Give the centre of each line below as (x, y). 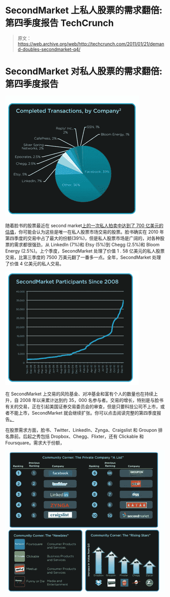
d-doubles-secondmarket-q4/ (49, 49)
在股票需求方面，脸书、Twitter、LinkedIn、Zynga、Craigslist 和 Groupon (81, 430)
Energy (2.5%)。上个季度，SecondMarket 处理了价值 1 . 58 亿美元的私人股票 (85, 251)
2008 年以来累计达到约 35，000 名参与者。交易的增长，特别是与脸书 (92, 400)
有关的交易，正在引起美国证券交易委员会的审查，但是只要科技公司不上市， (83, 406)
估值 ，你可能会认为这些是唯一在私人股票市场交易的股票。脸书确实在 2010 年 (85, 232)
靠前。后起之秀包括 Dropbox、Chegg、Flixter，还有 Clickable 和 (77, 436)
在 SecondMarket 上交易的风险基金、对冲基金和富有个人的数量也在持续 (79, 394)
